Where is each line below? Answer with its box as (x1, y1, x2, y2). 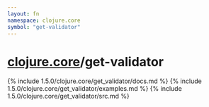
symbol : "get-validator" (7, 23, 81, 30)
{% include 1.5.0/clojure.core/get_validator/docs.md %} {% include (7, 77, 202, 85)
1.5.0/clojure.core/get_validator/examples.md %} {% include (7, 84, 182, 93)
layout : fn (7, 10, 40, 18)
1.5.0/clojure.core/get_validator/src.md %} (7, 92, 130, 101)
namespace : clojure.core (7, 17, 81, 24)
